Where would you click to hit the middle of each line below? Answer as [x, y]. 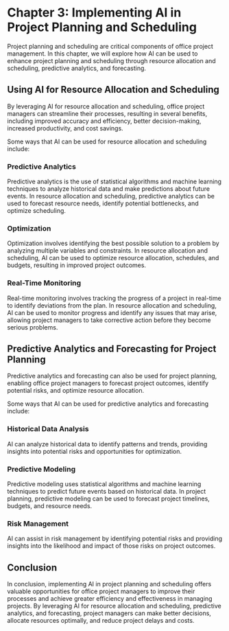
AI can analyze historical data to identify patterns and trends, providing [107, 444]
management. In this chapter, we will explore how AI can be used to [103, 54]
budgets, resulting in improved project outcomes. [76, 265]
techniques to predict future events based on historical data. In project [107, 492]
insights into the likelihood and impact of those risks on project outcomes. [111, 546]
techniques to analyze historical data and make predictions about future [109, 189]
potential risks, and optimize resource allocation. [76, 391]
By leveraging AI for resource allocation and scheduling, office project [106, 106]
